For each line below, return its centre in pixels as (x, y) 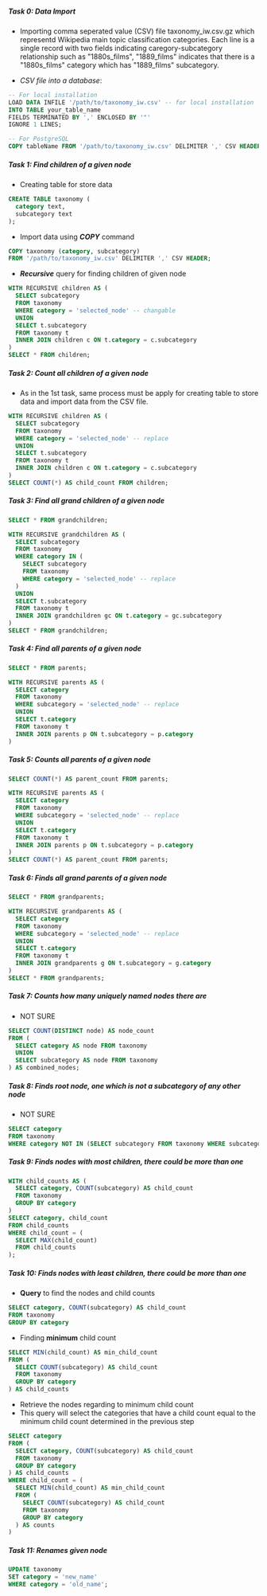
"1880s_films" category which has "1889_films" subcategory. (120, 65)
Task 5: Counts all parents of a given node (79, 760)
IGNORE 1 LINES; (35, 125)
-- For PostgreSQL (39, 139)
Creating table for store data (66, 185)
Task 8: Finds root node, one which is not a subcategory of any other (124, 1086)
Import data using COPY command (77, 237)
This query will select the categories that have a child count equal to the (137, 1413)
